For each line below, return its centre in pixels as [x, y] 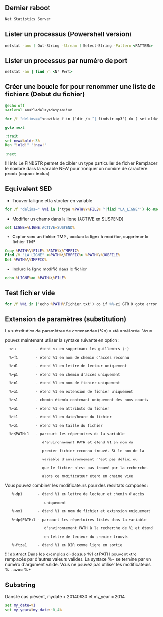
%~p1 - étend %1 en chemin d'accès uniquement [65, 375]
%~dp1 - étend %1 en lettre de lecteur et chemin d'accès [78, 494]
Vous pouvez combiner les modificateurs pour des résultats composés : [77, 485]
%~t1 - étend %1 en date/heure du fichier [60, 417]
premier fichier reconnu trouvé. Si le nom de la [93, 451]
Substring [20, 585]
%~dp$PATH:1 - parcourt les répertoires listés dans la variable [79, 520]
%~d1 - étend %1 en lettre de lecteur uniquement [68, 366]
